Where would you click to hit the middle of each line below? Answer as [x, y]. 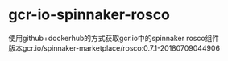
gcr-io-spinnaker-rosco [89, 15]
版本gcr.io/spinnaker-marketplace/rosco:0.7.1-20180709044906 [114, 48]
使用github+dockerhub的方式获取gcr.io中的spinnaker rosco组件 [114, 38]
